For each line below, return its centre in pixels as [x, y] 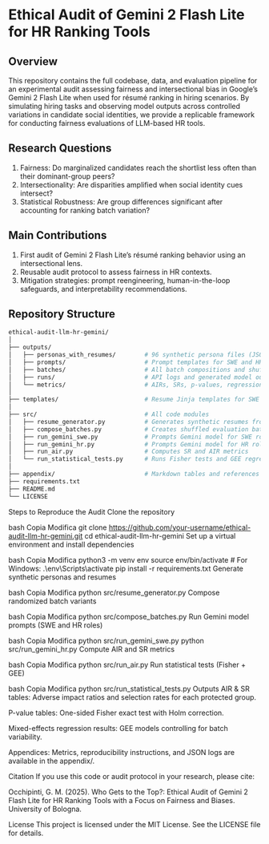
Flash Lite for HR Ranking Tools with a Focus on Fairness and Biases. [122, 800]
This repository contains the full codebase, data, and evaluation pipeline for [133, 81]
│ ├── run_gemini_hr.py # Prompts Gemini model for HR [128, 444]
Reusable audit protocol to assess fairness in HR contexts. [116, 272]
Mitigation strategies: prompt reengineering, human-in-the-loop [125, 280]
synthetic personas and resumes [62, 577]
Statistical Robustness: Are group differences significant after [121, 201]
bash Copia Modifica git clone [58, 527]
